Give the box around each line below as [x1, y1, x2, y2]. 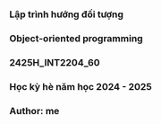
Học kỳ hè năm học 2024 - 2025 [9, 80, 152, 93]
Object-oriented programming [9, 31, 143, 44]
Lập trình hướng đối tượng [9, 8, 123, 21]
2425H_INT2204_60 [9, 56, 100, 68]
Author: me [9, 104, 60, 117]
